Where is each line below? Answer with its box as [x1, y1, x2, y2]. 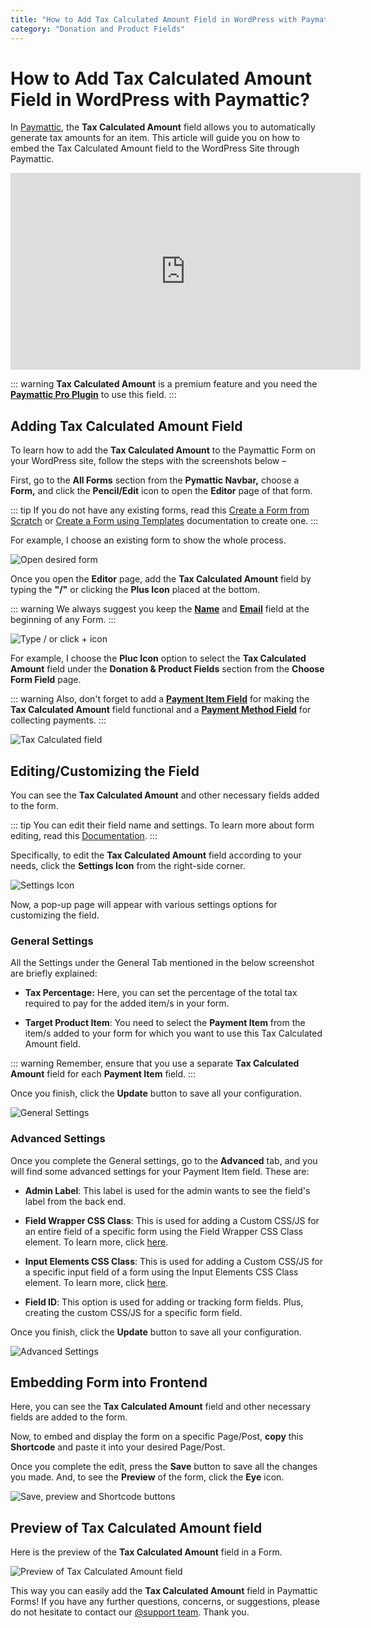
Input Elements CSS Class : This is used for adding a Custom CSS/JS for [24, 1255, 324, 1267]
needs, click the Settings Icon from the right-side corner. [10, 860, 246, 872]
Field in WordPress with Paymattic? [10, 88, 310, 111]
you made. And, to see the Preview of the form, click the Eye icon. [10, 1471, 285, 1483]
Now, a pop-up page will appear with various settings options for [10, 899, 278, 911]
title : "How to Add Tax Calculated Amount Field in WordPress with [10, 14, 298, 25]
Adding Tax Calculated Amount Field [10, 417, 243, 435]
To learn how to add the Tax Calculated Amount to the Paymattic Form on [10, 444, 317, 456]
